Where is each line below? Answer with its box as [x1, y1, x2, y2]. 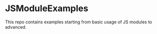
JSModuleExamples [5, 3, 89, 14]
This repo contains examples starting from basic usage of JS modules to [5, 19, 153, 25]
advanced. [5, 24, 27, 30]
